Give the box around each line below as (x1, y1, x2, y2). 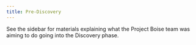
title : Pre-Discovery (6, 8, 62, 15)
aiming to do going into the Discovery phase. (6, 31, 119, 39)
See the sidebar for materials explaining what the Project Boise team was (6, 25, 191, 32)
